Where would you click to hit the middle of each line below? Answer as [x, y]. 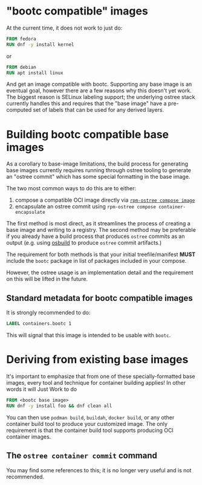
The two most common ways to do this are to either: [71, 188]
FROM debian [21, 67]
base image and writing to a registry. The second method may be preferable [101, 230]
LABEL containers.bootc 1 [39, 324]
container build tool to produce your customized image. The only [87, 423]
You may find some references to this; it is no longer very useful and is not [99, 470]
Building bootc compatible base [88, 134]
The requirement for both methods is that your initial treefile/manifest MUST [101, 254]
